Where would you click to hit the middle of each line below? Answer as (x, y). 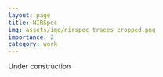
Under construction (40, 66)
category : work (33, 44)
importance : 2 (31, 37)
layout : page (29, 15)
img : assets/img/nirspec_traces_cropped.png (82, 30)
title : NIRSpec (33, 23)
